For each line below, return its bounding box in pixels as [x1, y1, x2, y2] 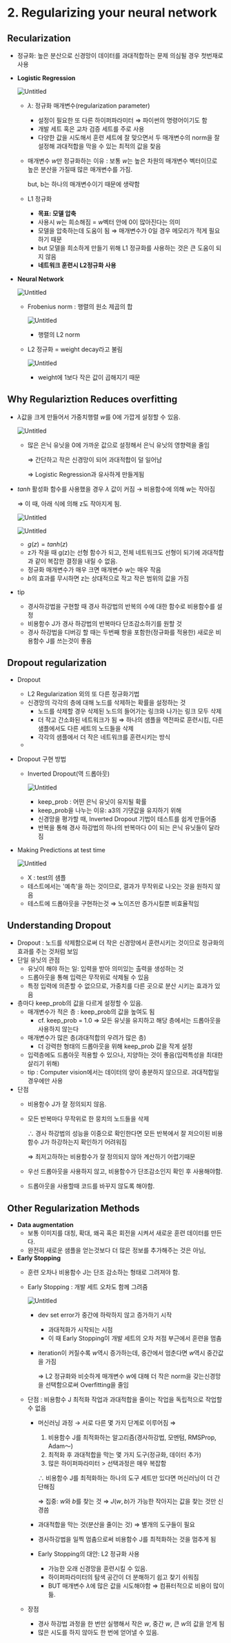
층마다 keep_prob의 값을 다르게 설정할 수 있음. [17, 999, 143, 1007]
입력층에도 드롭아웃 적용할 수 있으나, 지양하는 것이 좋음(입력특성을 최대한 [27, 1051, 223, 1059]
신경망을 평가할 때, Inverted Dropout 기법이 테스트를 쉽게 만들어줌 [37, 814, 217, 823]
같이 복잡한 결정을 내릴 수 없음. [34, 557, 118, 565]
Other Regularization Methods [7, 1202, 140, 1214]
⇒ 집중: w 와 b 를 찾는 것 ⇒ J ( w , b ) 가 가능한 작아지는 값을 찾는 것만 [37, 1497, 217, 1506]
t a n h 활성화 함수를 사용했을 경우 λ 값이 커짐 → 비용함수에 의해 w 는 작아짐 [17, 484, 216, 493]
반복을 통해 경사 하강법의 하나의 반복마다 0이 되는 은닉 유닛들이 [37, 823, 208, 832]
